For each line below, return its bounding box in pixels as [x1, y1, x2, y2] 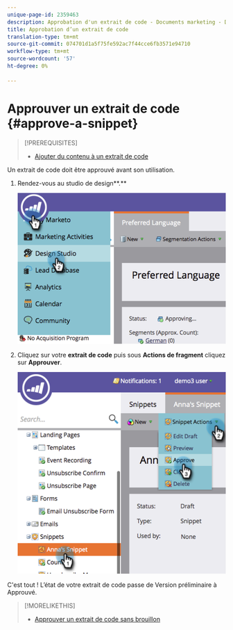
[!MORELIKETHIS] [24, 601, 76, 610]
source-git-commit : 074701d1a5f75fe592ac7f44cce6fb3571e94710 [7, 40, 191, 48]
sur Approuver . [17, 358, 62, 366]
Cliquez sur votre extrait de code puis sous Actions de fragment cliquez [17, 351, 226, 360]
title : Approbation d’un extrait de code [7, 26, 129, 33]
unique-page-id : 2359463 [7, 11, 79, 18]
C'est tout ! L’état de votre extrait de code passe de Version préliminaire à [7, 581, 217, 589]
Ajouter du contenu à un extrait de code [34, 152, 149, 160]
